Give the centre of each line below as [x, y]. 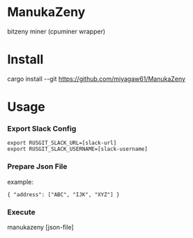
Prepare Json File [37, 166]
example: [20, 182]
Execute [22, 212]
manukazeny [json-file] [41, 227]
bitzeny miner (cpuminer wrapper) [56, 31]
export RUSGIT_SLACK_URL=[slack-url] [62, 143]
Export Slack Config [42, 128]
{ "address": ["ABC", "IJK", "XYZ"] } [63, 195]
